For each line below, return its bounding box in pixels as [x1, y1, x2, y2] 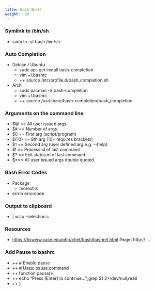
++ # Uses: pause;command [12, 265, 69, 271]
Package [12, 180, 30, 186]
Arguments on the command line [5, 110, 84, 117]
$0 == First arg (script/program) [12, 131, 77, 137]
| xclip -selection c [12, 213, 49, 219]
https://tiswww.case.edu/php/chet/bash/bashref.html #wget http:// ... [12, 237, 150, 242]
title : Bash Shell [5, 7, 42, 12]
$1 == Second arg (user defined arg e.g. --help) [12, 142, 108, 147]
